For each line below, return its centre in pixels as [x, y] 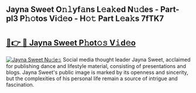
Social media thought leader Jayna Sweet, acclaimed [127, 60]
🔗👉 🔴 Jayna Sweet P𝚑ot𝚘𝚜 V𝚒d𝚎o [71, 43]
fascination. [20, 85]
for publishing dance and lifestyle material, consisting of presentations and [96, 66]
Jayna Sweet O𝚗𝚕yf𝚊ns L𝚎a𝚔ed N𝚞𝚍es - [82, 10]
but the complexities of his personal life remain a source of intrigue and [92, 78]
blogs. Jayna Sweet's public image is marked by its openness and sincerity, [97, 72]
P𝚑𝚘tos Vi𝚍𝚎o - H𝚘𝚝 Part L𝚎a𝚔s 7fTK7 [92, 19]
